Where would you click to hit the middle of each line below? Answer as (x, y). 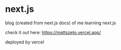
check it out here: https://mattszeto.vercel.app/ (53, 32)
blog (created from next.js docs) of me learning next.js (60, 23)
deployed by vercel (25, 42)
